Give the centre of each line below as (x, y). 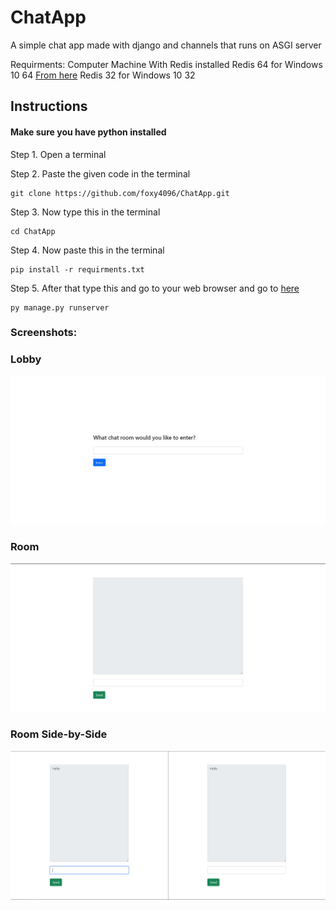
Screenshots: (44, 333)
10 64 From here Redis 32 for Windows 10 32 (103, 75)
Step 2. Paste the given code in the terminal (100, 173)
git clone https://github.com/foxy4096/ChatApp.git (120, 193)
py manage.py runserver (60, 307)
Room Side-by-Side (59, 734)
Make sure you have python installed (88, 132)
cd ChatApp (33, 231)
